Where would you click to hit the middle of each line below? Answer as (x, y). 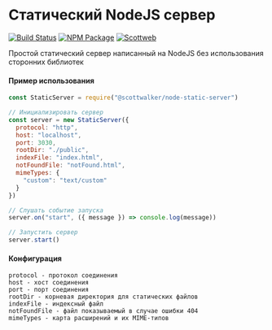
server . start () (34, 240)
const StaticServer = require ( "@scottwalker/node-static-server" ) (123, 98)
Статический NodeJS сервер (112, 15)
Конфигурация (35, 258)
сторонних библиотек (46, 62)
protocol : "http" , (47, 128)
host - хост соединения (49, 283)
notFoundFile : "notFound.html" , (71, 165)
